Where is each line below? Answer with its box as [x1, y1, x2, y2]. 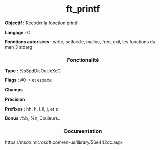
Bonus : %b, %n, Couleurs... [5, 115, 62, 121]
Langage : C [5, 29, 31, 35]
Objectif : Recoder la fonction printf [5, 20, 78, 26]
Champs [5, 87, 23, 93]
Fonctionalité [67, 56, 99, 63]
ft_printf [66, 3, 100, 15]
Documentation [64, 128, 102, 135]
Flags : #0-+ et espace [5, 77, 52, 83]
